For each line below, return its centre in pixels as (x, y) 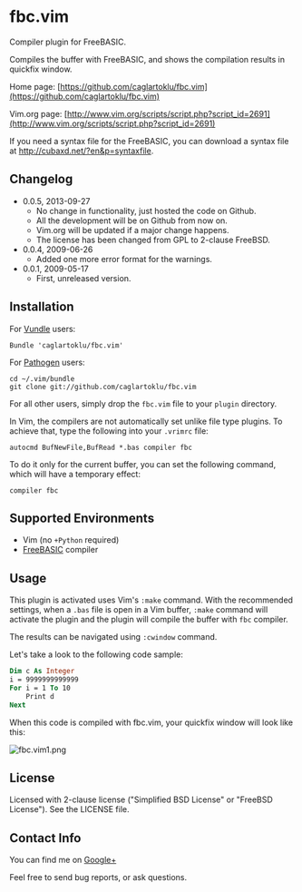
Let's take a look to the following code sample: (96, 654)
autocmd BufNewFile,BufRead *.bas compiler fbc (101, 447)
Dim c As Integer (42, 671)
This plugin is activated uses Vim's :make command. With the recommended (151, 600)
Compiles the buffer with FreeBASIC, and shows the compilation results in (147, 59)
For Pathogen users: (47, 362)
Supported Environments (82, 518)
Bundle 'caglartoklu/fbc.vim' (67, 345)
